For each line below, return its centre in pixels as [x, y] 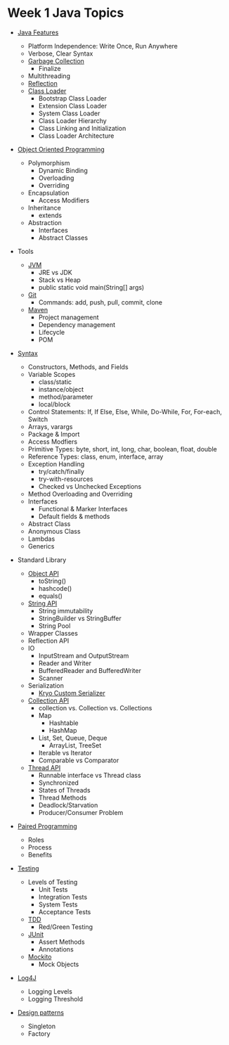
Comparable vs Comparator [79, 760]
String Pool [54, 626]
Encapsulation [48, 193]
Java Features [38, 32]
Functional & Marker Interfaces [83, 508]
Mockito [40, 956]
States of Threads [64, 790]
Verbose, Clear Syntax [60, 53]
